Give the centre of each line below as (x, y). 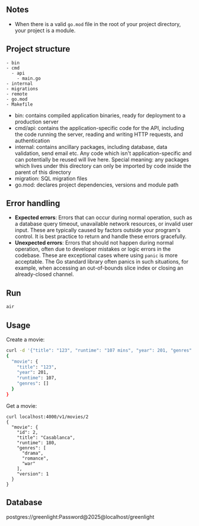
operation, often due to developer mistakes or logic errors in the (93, 249)
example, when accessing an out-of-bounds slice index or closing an (99, 268)
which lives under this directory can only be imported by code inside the (103, 166)
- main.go (29, 78)
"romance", (35, 458)
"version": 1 (33, 474)
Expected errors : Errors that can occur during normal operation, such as (103, 218)
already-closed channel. (44, 274)
